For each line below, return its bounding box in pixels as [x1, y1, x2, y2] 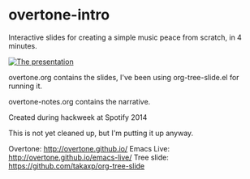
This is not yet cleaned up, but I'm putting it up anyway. [8, 128, 194, 138]
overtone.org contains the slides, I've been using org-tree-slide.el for [8, 72, 239, 82]
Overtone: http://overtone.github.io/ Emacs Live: [8, 143, 170, 153]
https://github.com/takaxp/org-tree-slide [8, 160, 145, 171]
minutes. [8, 40, 38, 50]
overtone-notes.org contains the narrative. [8, 96, 151, 106]
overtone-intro [8, 6, 110, 24]
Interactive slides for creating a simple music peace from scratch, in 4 [8, 32, 242, 42]
